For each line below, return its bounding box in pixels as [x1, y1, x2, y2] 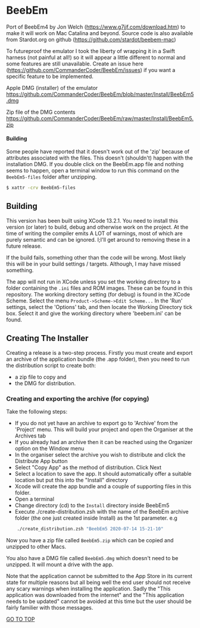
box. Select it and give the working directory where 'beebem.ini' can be [6, 310, 182, 317]
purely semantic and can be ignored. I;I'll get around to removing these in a [6, 236, 190, 243]
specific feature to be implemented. [6, 73, 94, 80]
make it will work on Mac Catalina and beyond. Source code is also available [6, 29, 193, 36]
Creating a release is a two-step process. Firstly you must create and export [6, 349, 193, 356]
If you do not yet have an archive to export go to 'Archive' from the [14, 419, 179, 426]
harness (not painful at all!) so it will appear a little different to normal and [6, 54, 186, 61]
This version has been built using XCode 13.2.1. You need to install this [6, 217, 179, 224]
